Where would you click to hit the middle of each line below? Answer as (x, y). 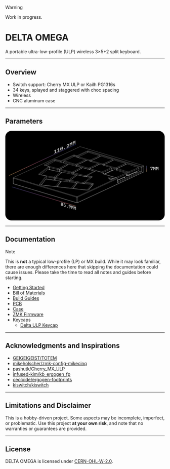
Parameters (24, 121)
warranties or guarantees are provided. (46, 428)
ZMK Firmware (28, 314)
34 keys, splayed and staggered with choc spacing (66, 90)
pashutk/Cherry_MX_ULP (39, 369)
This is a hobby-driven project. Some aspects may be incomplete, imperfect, (85, 418)
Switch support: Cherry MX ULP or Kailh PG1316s (64, 84)
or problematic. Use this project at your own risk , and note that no (74, 423)
